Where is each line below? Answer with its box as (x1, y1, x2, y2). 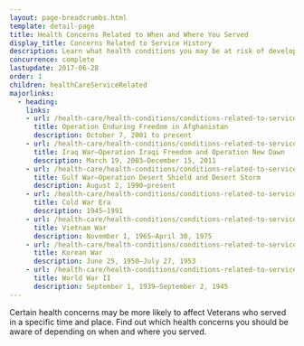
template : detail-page (9, 22, 95, 31)
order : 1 (9, 72, 43, 81)
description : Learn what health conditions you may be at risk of (9, 47, 265, 56)
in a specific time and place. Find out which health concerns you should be (9, 316, 290, 327)
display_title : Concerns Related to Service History (9, 38, 213, 48)
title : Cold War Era (33, 198, 111, 208)
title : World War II (33, 274, 111, 283)
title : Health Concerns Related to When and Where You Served (9, 30, 249, 39)
